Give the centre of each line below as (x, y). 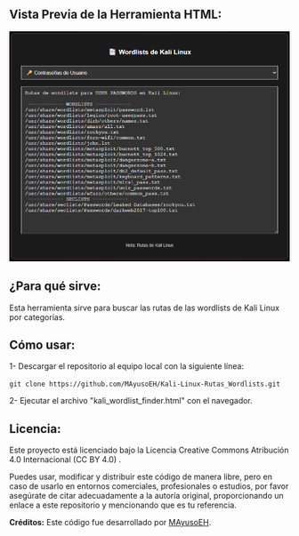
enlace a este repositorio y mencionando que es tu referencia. (123, 505)
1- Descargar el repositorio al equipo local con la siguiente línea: (127, 366)
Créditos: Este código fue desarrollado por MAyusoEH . (110, 523)
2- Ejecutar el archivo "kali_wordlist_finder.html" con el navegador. (131, 401)
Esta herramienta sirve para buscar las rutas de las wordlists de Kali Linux (145, 308)
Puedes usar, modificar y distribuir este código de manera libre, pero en (141, 477)
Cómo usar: (42, 345)
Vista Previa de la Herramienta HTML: (116, 15)
